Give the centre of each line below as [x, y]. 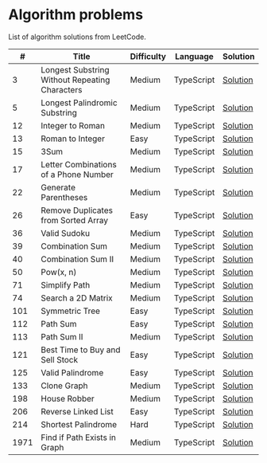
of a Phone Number [77, 175]
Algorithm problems [76, 15]
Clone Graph [64, 386]
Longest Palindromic [79, 103]
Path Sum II [62, 336]
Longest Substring [75, 69]
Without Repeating [75, 80]
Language [194, 56]
